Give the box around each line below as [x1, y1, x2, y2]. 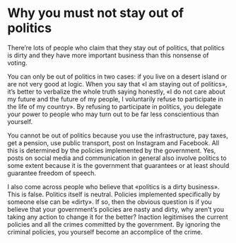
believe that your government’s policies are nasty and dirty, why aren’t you [7, 205, 225, 213]
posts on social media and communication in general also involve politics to [7, 154, 228, 162]
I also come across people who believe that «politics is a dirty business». [7, 182, 220, 191]
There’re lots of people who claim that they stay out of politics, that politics [7, 43, 225, 52]
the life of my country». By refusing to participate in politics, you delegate [7, 102, 221, 111]
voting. [7, 58, 28, 67]
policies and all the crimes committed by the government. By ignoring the [7, 220, 221, 228]
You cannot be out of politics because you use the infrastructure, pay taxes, [7, 131, 228, 140]
